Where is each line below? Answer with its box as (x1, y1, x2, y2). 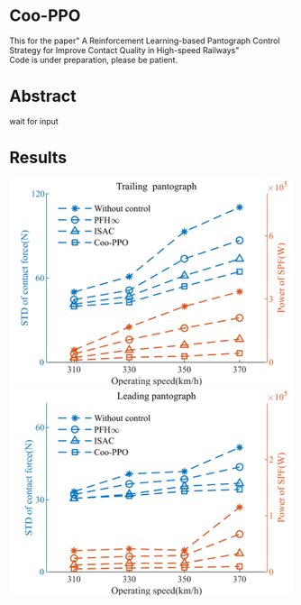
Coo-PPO (9, 5, 81, 26)
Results (9, 148, 68, 168)
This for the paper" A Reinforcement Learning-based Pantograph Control (9, 35, 281, 46)
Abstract (9, 87, 77, 106)
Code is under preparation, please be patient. (9, 54, 178, 65)
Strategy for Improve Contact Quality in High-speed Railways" (9, 44, 240, 55)
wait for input (9, 115, 59, 126)
